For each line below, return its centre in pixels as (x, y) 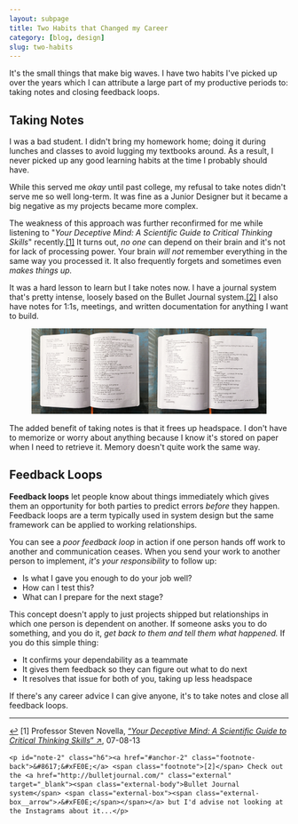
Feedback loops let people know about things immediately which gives (139, 496)
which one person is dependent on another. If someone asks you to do (138, 623)
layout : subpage (39, 19)
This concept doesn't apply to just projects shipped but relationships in (139, 614)
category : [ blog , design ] (57, 37)
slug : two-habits (41, 47)
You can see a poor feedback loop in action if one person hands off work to (147, 541)
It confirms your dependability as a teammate (105, 660)
